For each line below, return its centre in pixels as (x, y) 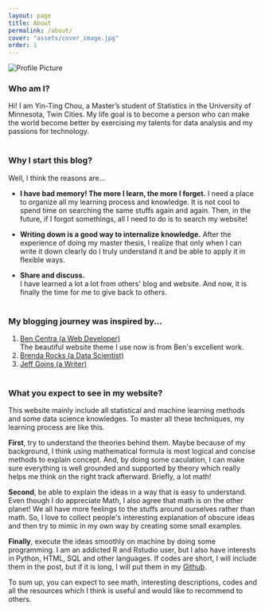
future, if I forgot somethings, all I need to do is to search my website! (134, 218)
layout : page (30, 16)
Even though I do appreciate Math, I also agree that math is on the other (126, 501)
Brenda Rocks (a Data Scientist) (72, 356)
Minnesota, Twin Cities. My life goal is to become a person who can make (129, 114)
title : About (30, 23)
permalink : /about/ (41, 30)
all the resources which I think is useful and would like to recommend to (126, 591)
